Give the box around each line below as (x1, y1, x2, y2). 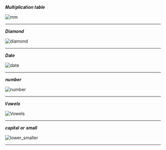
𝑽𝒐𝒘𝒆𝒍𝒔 (5, 101, 21, 106)
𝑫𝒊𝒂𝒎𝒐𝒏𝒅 (5, 28, 24, 34)
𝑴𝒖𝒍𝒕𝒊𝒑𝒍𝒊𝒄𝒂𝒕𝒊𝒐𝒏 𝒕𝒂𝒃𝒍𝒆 (5, 4, 45, 10)
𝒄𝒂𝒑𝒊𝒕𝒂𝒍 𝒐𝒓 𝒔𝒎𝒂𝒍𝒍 (5, 125, 38, 131)
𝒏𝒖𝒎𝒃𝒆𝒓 (5, 77, 22, 82)
